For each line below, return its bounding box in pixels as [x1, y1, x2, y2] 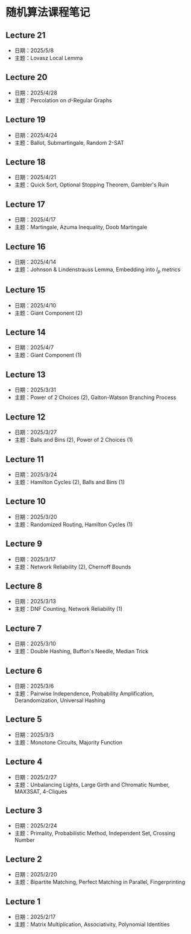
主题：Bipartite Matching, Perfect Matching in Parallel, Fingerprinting [14, 878, 186, 886]
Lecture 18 [5, 157, 46, 167]
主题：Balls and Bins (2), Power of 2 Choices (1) [14, 436, 133, 444]
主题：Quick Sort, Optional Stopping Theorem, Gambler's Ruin [14, 181, 169, 188]
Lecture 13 [5, 369, 46, 380]
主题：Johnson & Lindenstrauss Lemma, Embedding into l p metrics [14, 266, 181, 274]
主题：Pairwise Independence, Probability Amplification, [14, 689, 154, 697]
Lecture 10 [5, 496, 46, 507]
